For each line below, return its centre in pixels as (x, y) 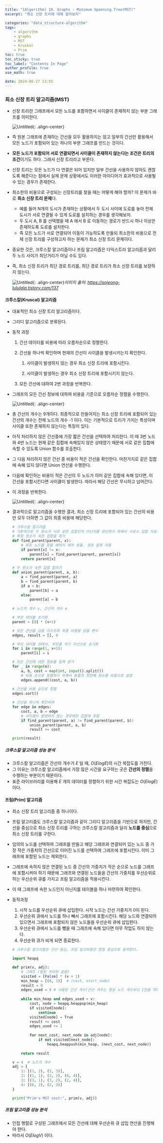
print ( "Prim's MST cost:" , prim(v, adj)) (55, 1098)
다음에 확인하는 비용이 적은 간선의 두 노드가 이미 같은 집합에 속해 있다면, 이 (82, 476)
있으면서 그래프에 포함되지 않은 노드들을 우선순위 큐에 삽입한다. (79, 922)
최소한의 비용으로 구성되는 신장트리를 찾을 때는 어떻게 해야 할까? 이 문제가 (82, 192)
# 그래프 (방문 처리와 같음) (45, 972)
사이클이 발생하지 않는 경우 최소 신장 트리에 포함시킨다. (78, 363)
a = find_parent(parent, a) (49, 577)
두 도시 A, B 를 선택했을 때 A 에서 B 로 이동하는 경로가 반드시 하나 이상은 (88, 221)
